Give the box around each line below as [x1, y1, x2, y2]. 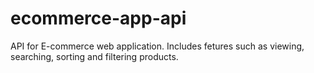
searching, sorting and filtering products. [10, 50, 179, 62]
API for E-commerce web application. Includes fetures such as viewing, [10, 40, 305, 52]
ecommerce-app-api [10, 7, 187, 30]
